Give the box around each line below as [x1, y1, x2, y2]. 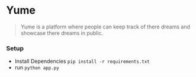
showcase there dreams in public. [20, 29, 104, 36]
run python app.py [14, 64, 59, 71]
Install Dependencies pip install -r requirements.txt [14, 57, 150, 65]
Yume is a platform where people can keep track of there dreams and [20, 23, 191, 30]
